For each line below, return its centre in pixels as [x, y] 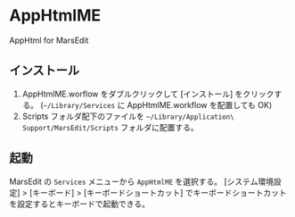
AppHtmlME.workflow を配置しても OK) [200, 104]
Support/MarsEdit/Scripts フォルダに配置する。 [110, 127]
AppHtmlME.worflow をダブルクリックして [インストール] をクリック [148, 94]
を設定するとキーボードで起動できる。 [79, 204]
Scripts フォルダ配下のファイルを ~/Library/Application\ [128, 116]
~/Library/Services [79, 105]
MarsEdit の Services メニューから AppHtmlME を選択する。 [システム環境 [142, 181]
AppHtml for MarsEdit [49, 40]
